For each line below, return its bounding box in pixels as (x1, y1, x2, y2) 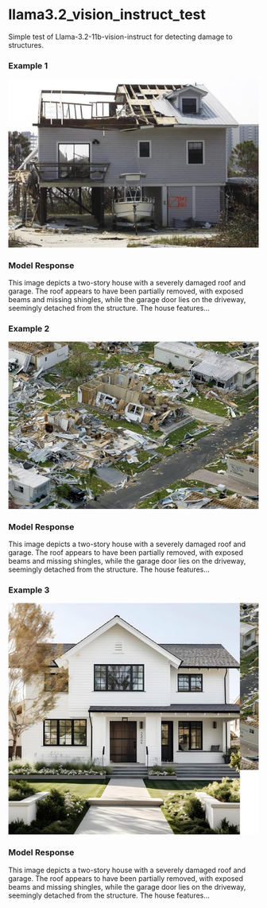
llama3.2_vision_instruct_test (8, 6, 207, 24)
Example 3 (8, 584, 50, 596)
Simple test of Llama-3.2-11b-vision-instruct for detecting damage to (8, 32, 233, 41)
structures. (8, 40, 44, 49)
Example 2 (8, 323, 50, 334)
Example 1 (8, 60, 48, 71)
